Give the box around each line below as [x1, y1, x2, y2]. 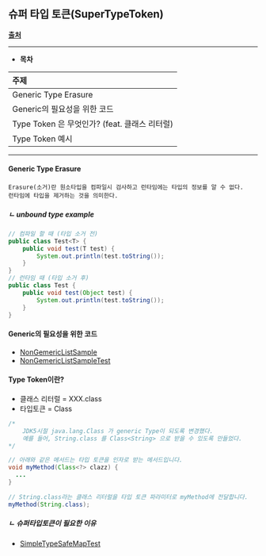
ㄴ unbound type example [8, 209, 95, 219]
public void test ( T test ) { [22, 244, 115, 252]
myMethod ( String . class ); [8, 500, 90, 508]
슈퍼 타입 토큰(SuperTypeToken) [8, 7, 164, 21]
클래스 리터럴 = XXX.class [19, 393, 102, 403]
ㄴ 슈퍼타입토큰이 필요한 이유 [8, 519, 97, 528]
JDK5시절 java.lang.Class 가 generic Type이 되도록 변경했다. [22, 427, 214, 435]
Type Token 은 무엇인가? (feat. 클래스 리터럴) [12, 118, 174, 129]
